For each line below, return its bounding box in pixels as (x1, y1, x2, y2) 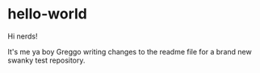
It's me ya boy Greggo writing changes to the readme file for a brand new (7, 47, 252, 56)
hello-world (7, 5, 88, 23)
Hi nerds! (7, 31, 38, 41)
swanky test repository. (7, 55, 86, 65)
